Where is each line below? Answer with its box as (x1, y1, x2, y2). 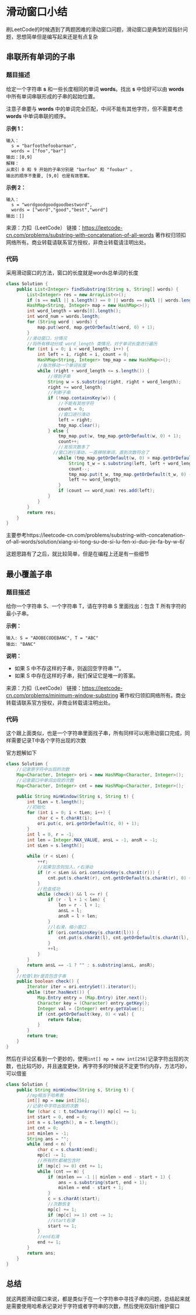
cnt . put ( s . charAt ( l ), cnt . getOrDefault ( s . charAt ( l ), (58, 935, 190, 941)
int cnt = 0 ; (27, 1125, 59, 1131)
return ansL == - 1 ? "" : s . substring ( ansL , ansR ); (27, 962, 156, 968)
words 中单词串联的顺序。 (6, 112, 69, 119)
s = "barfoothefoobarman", (11, 143, 77, 149)
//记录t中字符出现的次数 (27, 1103, 79, 1109)
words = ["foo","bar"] (11, 148, 66, 154)
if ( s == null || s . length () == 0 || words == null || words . (27, 297, 181, 303)
